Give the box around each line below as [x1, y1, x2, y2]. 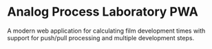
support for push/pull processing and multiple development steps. [7, 33, 195, 42]
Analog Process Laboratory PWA [7, 4, 198, 20]
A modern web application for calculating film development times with [7, 27, 206, 35]
